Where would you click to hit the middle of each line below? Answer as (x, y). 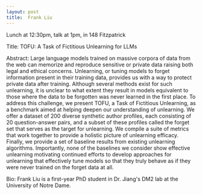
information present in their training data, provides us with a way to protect (99, 77)
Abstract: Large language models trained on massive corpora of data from (99, 58)
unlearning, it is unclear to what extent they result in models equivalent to (97, 90)
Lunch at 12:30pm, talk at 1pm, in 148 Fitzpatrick (66, 34)
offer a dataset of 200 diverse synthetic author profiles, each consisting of (99, 116)
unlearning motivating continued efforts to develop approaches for (89, 154)
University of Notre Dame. (39, 185)
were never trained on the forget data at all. (60, 167)
